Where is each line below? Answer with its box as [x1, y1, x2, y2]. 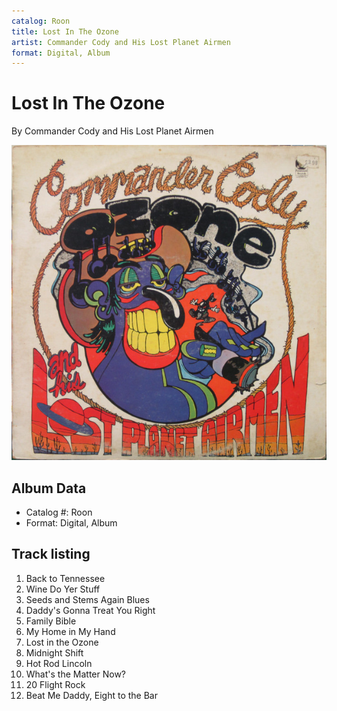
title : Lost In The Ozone [11, 26, 119, 37]
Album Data [11, 480, 87, 497]
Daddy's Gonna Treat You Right [25, 604, 156, 616]
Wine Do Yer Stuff [25, 583, 101, 595]
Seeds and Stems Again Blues [25, 593, 150, 605]
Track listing [11, 546, 91, 563]
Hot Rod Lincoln [25, 657, 93, 669]
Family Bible [25, 615, 77, 627]
